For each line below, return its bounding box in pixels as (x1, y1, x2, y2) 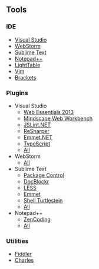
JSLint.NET (23, 121, 51, 128)
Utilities (6, 237, 29, 245)
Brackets (14, 74, 37, 81)
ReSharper (23, 127, 50, 134)
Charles (14, 257, 34, 264)
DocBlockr (23, 178, 49, 185)
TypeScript (23, 140, 51, 147)
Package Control (23, 172, 64, 179)
